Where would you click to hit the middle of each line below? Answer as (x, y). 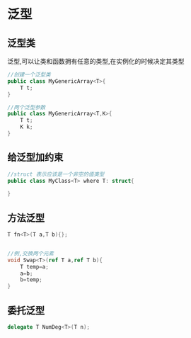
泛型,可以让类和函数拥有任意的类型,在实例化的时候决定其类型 (96, 61)
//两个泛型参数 (27, 107)
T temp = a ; (35, 266)
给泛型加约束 (35, 158)
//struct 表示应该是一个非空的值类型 (56, 174)
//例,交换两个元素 (31, 253)
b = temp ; (31, 280)
